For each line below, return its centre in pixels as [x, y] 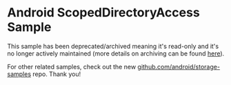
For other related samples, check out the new [72, 66]
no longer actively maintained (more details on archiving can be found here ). [116, 53]
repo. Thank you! [57, 74]
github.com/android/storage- [179, 66]
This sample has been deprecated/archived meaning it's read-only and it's [113, 46]
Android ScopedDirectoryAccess [103, 13]
